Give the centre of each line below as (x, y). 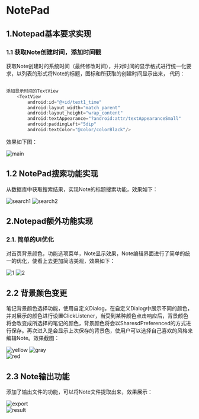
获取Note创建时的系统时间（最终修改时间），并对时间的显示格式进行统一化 (96, 66)
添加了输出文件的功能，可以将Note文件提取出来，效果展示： (79, 392)
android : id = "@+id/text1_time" (65, 102)
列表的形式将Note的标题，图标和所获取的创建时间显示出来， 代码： (103, 73)
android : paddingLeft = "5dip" (62, 124)
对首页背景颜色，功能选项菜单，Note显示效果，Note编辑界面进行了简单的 (96, 253)
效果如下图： (22, 142)
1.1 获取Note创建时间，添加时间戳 (54, 52)
